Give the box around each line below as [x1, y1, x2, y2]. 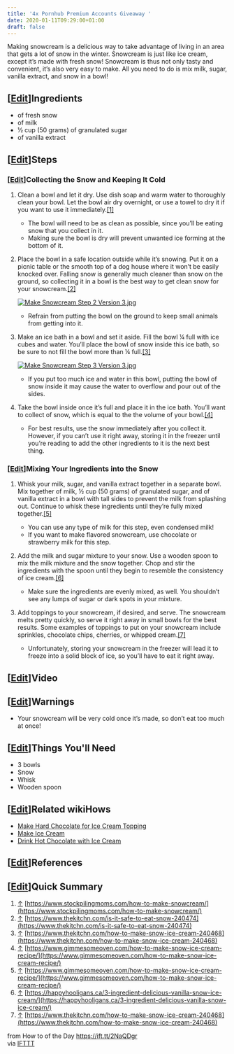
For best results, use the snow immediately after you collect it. [27, 424, 207, 433]
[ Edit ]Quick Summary [7, 880, 103, 892]
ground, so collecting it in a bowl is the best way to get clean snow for [17, 277, 219, 286]
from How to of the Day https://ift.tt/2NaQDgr [7, 1032, 138, 1040]
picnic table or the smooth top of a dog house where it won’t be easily [17, 262, 219, 270]
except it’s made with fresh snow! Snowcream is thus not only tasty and [7, 57, 214, 66]
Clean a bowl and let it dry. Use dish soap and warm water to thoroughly [17, 190, 226, 199]
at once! [17, 722, 42, 730]
